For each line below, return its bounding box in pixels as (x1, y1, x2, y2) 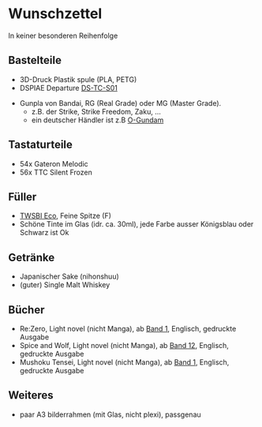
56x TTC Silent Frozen (19, 167, 92, 177)
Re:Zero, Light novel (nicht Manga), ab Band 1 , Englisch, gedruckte (19, 324, 237, 333)
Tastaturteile (8, 138, 73, 152)
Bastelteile (8, 54, 62, 67)
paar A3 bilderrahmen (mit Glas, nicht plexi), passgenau (19, 410, 201, 419)
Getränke (8, 250, 55, 264)
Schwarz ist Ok (19, 228, 69, 238)
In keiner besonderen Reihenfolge (8, 31, 118, 40)
